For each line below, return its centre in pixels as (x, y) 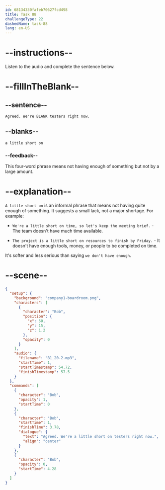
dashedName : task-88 (27, 24)
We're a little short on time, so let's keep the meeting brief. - (83, 226)
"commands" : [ (24, 386)
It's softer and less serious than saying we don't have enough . (68, 255)
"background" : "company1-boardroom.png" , (57, 298)
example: (14, 216)
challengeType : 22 (24, 19)
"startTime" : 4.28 (37, 469)
